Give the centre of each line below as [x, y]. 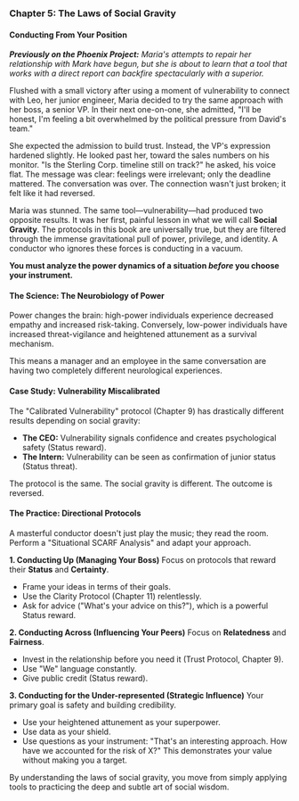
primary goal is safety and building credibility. [93, 705]
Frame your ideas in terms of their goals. [97, 586]
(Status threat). [50, 466]
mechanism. [32, 344]
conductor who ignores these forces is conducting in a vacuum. [126, 249]
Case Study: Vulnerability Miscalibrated [85, 391]
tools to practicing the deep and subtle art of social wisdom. [119, 787]
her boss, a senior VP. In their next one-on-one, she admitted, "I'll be [135, 110]
